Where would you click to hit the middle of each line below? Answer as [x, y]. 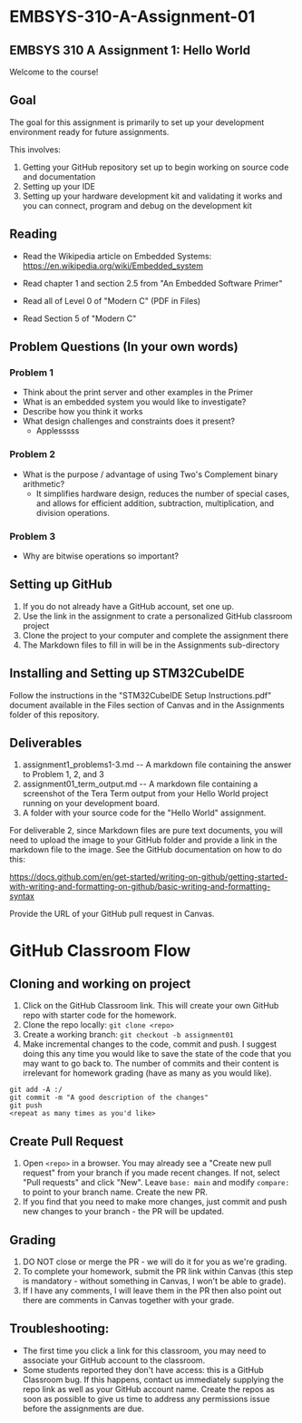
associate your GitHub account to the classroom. [114, 1360]
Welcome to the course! [54, 72]
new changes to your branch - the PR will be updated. [123, 1212]
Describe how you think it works [83, 412]
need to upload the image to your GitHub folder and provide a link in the [143, 840]
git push [26, 1106]
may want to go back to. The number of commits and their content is [151, 1064]
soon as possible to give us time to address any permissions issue [146, 1399]
